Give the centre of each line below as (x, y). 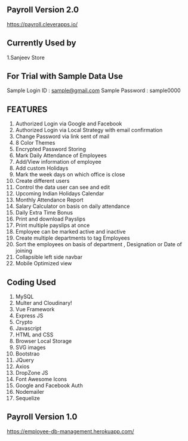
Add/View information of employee (58, 162)
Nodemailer (30, 392)
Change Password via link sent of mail (62, 136)
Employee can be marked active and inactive (70, 232)
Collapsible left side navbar (49, 257)
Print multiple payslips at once (53, 225)
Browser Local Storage (44, 341)
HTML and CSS (34, 335)
